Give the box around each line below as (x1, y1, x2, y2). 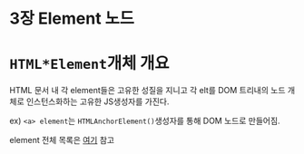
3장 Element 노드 (9, 8, 134, 29)
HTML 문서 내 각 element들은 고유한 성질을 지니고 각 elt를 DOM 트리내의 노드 (9, 85, 286, 96)
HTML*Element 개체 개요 (9, 53, 170, 73)
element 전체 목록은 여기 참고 (9, 135, 115, 146)
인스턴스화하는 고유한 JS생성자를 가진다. (25, 96, 170, 107)
